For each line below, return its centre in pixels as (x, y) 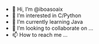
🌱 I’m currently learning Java (47, 22)
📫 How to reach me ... (40, 35)
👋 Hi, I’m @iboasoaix (37, 9)
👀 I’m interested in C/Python (46, 15)
